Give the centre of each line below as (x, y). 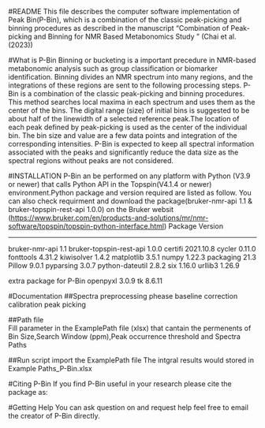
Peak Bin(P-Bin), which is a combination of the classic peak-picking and (125, 20)
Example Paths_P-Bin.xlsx (50, 368)
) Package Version (194, 226)
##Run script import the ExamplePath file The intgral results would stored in (131, 360)
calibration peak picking (47, 304)
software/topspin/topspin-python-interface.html (86, 226)
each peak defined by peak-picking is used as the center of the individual (128, 127)
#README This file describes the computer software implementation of (124, 11)
